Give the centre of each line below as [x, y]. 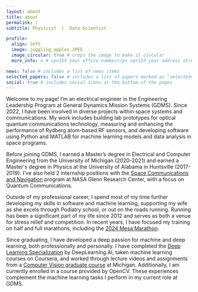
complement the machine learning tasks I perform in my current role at [92, 277]
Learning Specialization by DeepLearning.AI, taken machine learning [89, 252]
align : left [26, 44]
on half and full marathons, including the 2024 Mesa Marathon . [83, 228]
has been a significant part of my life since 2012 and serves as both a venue [99, 216]
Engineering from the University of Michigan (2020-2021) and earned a [93, 160]
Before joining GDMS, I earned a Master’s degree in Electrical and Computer [98, 155]
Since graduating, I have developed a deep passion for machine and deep [96, 240]
